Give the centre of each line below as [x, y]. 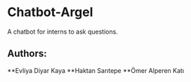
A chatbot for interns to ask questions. [62, 32]
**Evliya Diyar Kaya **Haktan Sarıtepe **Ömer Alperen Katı [96, 70]
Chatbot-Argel [50, 12]
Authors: [27, 54]
